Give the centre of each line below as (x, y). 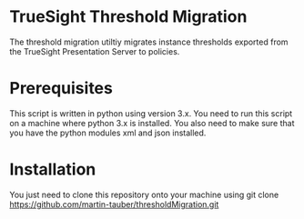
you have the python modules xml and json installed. (108, 133)
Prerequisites (61, 89)
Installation (53, 169)
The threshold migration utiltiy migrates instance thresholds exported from (149, 42)
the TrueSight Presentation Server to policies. (95, 51)
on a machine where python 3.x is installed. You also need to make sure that (152, 123)
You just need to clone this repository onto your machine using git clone (144, 194)
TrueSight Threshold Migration (128, 17)
